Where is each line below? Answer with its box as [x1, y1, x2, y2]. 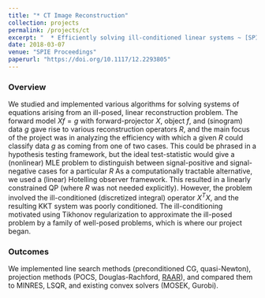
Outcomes [8, 246, 50, 257]
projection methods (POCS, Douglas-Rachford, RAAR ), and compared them [8, 273, 253, 282]
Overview [8, 81, 47, 92]
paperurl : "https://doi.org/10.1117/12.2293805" [8, 56, 171, 64]
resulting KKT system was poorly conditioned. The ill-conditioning [8, 201, 223, 210]
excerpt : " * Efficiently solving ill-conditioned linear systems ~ [8, 33, 242, 42]
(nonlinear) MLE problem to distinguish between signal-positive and [8, 158, 229, 168]
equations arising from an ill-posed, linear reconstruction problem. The [8, 108, 238, 117]
